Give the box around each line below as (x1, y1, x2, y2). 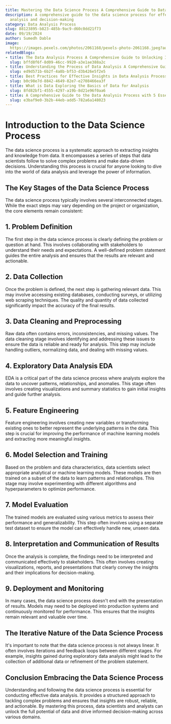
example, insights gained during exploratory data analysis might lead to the (5, 653, 163, 659)
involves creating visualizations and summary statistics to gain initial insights (5, 386, 166, 392)
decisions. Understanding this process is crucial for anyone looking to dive (5, 164, 162, 170)
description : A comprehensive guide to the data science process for (5, 12, 156, 17)
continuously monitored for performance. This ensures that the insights (5, 608, 155, 614)
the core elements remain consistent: (5, 208, 83, 214)
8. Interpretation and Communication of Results (5, 540, 159, 548)
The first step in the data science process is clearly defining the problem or (5, 236, 163, 242)
